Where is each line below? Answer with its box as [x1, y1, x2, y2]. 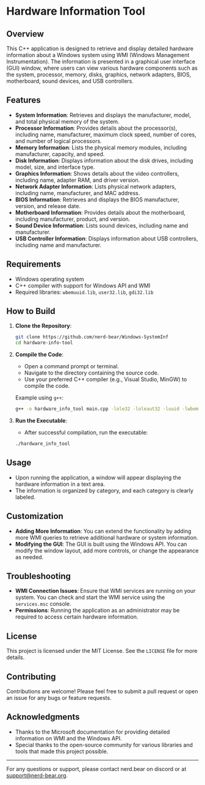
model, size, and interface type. [15, 163, 95, 171]
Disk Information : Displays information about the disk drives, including [15, 157, 193, 164]
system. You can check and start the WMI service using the [15, 593, 165, 601]
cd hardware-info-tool [15, 340, 73, 346]
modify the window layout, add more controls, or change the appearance [15, 546, 200, 554]
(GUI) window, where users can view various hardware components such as [6, 64, 198, 72]
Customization [6, 511, 64, 521]
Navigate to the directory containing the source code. [24, 369, 159, 377]
